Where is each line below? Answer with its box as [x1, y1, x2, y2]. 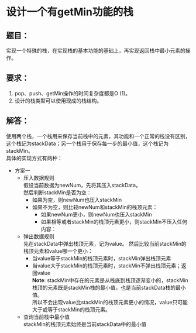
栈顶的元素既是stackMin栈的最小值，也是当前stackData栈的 [32, 284, 176, 291]
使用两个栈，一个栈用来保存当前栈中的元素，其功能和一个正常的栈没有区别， [6, 132, 191, 139]
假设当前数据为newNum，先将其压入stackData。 [23, 181, 142, 188]
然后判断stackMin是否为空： [23, 188, 92, 196]
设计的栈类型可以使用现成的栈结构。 [14, 97, 102, 104]
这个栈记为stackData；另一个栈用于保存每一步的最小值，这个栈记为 [6, 140, 169, 147]
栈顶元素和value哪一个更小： [23, 247, 94, 255]
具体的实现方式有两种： [6, 155, 63, 162]
